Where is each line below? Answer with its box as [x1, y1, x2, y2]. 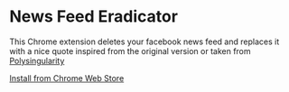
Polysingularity [9, 55, 65, 66]
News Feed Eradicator [9, 6, 179, 27]
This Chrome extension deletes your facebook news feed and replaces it [9, 36, 280, 47]
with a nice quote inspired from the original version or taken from [9, 45, 251, 56]
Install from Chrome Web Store [9, 72, 125, 83]
